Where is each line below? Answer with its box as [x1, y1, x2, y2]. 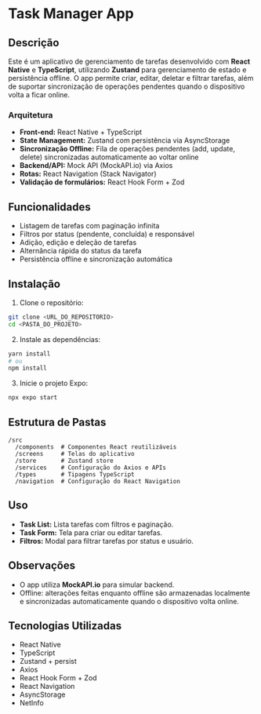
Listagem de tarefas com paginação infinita [19, 221, 160, 231]
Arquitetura [8, 109, 53, 120]
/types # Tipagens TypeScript [15, 470, 135, 479]
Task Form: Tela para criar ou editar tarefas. [19, 527, 163, 537]
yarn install [8, 350, 51, 358]
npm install [8, 364, 47, 373]
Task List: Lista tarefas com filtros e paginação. [19, 519, 174, 529]
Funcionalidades [8, 200, 92, 213]
